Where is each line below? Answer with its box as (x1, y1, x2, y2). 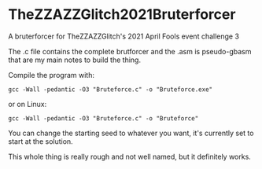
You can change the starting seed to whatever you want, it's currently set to (8, 128, 254, 138)
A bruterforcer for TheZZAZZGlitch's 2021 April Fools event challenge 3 (8, 31, 240, 41)
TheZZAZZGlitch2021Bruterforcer (8, 6, 236, 24)
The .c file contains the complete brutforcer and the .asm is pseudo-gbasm (8, 46, 252, 56)
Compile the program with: (8, 70, 94, 79)
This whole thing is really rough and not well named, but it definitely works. (8, 152, 252, 161)
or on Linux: (8, 99, 47, 108)
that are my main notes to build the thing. (8, 55, 142, 64)
